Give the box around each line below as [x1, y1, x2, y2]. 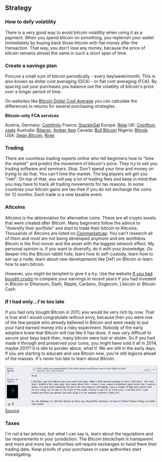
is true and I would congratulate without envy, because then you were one [5, 314, 153, 320]
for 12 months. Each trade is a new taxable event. [5, 192, 103, 198]
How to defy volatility [5, 18, 57, 25]
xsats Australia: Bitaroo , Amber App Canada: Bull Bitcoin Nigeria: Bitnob [5, 127, 148, 133]
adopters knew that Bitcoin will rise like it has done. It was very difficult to [5, 330, 151, 335]
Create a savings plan [5, 62, 57, 69]
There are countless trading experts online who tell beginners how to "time [5, 155, 154, 162]
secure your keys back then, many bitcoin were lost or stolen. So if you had [5, 335, 155, 341]
